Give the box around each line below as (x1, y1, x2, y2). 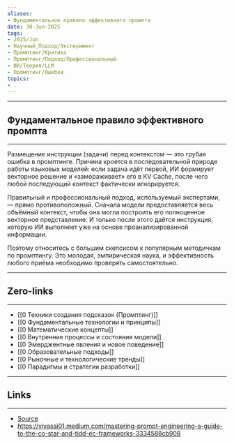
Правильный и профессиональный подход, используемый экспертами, (7, 193, 221, 202)
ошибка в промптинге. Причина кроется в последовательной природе (7, 158, 218, 166)
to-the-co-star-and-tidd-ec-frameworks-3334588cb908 (17, 429, 181, 437)
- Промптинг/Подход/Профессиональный (7, 56, 117, 63)
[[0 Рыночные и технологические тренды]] (17, 355, 145, 363)
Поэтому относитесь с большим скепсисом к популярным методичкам (7, 244, 221, 252)
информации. (7, 230, 47, 239)
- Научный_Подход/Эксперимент (7, 43, 95, 50)
